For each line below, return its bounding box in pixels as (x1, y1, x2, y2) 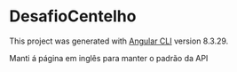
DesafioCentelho (9, 6, 137, 27)
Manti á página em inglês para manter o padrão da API (9, 52, 209, 63)
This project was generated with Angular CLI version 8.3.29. (9, 36, 229, 46)
